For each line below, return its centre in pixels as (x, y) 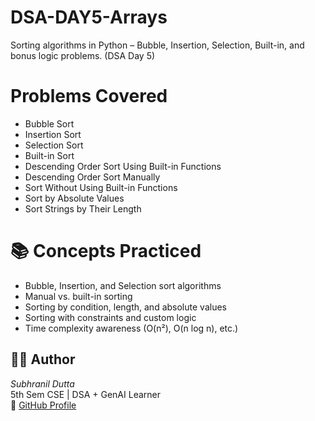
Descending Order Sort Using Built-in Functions (123, 166)
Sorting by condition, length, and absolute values (125, 307)
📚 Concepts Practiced (106, 251)
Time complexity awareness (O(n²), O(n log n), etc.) (131, 328)
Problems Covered (89, 96)
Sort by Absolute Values (74, 198)
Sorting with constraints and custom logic (110, 317)
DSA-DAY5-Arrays (89, 17)
